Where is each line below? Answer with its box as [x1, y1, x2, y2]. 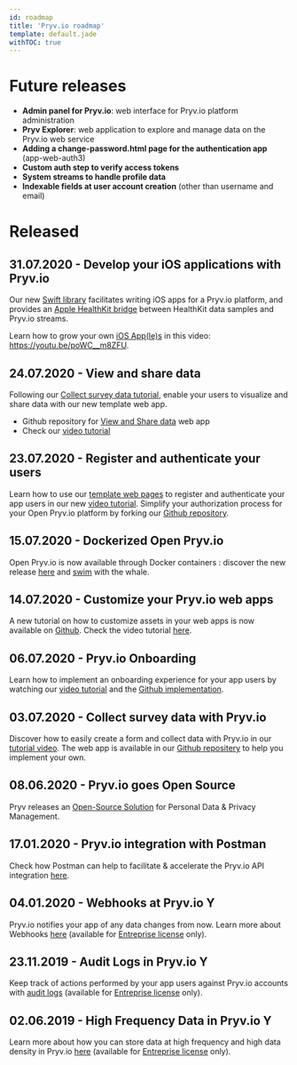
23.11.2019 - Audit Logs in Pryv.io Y [9, 954, 208, 969]
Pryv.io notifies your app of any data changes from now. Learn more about [9, 919, 281, 930]
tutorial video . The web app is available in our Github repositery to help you [9, 743, 284, 754]
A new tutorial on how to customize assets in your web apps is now [9, 615, 255, 627]
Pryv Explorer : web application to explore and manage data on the [21, 124, 266, 135]
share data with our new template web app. [9, 399, 168, 409]
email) [21, 190, 45, 201]
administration [21, 115, 75, 125]
